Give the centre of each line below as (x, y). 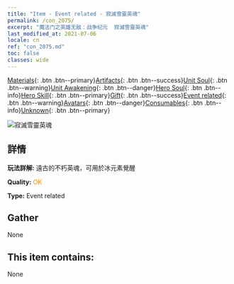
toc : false (23, 54)
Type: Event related (36, 195)
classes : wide (28, 60)
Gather (23, 218)
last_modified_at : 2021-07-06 (52, 34)
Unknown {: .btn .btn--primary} (66, 110)
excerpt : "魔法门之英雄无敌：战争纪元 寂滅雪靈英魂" (78, 27)
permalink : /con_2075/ (41, 21)
